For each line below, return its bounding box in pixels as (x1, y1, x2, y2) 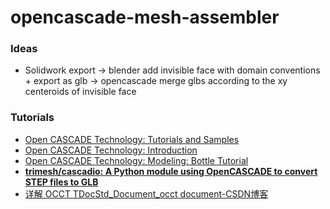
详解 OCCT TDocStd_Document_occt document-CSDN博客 (24, 187, 269, 200)
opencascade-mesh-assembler (10, 6, 280, 29)
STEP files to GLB (24, 176, 99, 188)
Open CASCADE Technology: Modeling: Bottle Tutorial (24, 154, 249, 166)
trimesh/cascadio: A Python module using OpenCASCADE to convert (24, 165, 318, 177)
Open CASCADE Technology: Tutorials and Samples (24, 133, 240, 145)
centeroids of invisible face (24, 86, 137, 98)
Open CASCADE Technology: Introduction (24, 144, 198, 156)
